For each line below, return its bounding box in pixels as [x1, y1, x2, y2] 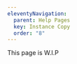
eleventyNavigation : [7, 10, 68, 17]
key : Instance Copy [13, 23, 71, 30]
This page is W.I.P [7, 49, 59, 57]
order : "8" [13, 29, 45, 37]
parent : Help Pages [13, 17, 71, 24]
